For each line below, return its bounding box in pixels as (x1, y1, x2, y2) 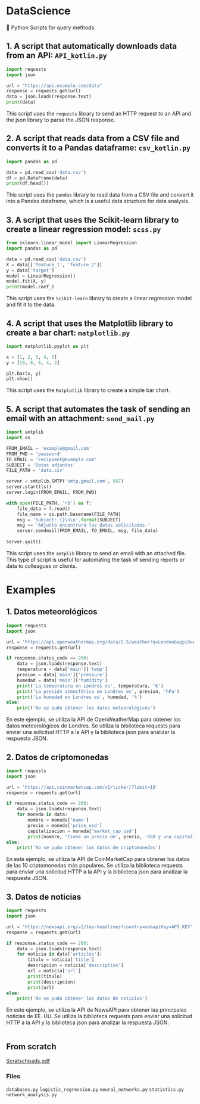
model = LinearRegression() (6, 273, 76, 279)
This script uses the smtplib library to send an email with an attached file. (6, 549, 186, 556)
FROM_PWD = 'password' (6, 451, 62, 457)
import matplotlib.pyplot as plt (6, 343, 89, 349)
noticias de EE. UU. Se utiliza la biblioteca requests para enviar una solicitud (6, 1013, 192, 1020)
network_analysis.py (6, 1092, 58, 1098)
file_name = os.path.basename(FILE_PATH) (17, 511, 121, 517)
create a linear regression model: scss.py (6, 224, 161, 234)
